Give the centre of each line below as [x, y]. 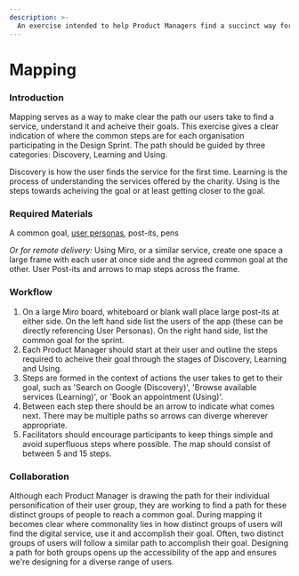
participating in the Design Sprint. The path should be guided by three [137, 145]
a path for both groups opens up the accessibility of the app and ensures [143, 552]
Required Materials [51, 213]
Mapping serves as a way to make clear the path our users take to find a [141, 116]
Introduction [36, 97]
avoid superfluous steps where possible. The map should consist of [146, 444]
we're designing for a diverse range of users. [92, 562]
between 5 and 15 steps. [67, 453]
